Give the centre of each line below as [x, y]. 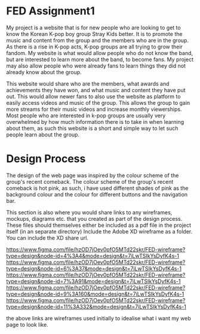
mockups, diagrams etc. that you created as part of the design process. [94, 218]
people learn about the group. [43, 134]
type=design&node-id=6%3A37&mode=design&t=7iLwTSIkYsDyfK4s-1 [94, 268]
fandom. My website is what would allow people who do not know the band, [100, 53]
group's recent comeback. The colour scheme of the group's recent [90, 181]
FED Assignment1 [50, 11]
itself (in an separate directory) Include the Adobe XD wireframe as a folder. [99, 231]
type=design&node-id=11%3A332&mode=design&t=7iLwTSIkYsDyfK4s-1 [96, 306]
